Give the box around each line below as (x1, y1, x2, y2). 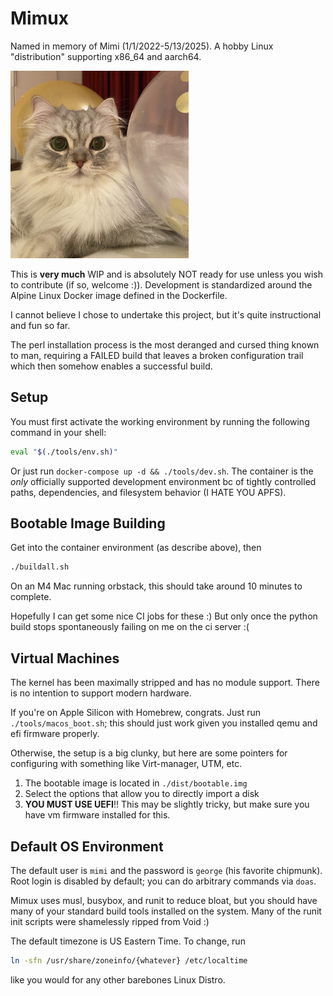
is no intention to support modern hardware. (10, 687, 192, 699)
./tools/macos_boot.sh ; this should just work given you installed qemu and (10, 717, 318, 729)
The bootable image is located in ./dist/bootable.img (24, 777, 248, 789)
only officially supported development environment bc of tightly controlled (10, 475, 317, 487)
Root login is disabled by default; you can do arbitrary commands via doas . (10, 875, 317, 887)
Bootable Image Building (10, 515, 166, 532)
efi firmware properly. (10, 728, 100, 740)
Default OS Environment (10, 838, 164, 855)
